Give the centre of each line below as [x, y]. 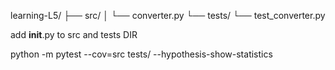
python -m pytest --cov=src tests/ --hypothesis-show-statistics [141, 54]
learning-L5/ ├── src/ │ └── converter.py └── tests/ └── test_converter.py [168, 15]
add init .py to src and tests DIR [74, 34]
